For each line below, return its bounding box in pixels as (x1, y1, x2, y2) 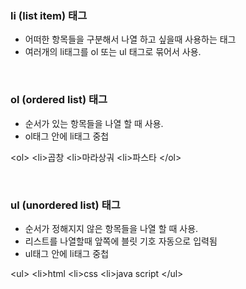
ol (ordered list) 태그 (10, 93, 108, 107)
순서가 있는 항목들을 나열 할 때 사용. (24, 117, 164, 129)
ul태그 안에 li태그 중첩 (24, 247, 110, 259)
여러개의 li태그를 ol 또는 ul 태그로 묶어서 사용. (24, 46, 202, 58)
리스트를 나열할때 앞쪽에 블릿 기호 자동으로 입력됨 (24, 235, 218, 247)
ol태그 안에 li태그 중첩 (24, 130, 110, 142)
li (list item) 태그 (10, 8, 88, 22)
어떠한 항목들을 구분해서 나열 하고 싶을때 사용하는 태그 (24, 33, 237, 46)
